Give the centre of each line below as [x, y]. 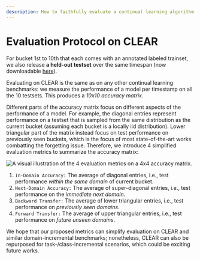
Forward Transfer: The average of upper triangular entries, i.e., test [98, 213]
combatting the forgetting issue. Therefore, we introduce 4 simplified [91, 145]
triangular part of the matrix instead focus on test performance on [87, 132]
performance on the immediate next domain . [70, 194]
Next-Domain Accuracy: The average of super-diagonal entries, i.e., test [102, 187]
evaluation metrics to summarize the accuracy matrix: [72, 151]
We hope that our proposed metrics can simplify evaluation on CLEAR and [98, 231]
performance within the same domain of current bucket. [84, 181]
